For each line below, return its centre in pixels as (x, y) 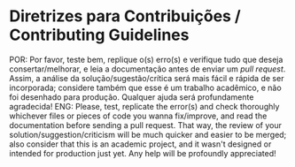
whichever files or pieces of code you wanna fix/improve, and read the (138, 116)
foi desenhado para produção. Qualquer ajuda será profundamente (132, 97)
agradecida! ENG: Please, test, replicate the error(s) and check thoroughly (144, 106)
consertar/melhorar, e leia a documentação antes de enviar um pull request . (147, 69)
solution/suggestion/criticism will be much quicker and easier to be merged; (148, 134)
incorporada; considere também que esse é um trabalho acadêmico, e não (145, 87)
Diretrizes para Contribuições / (125, 16)
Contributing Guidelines (99, 35)
